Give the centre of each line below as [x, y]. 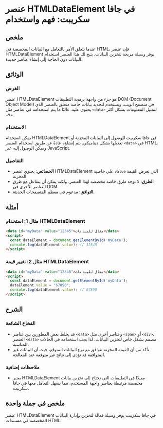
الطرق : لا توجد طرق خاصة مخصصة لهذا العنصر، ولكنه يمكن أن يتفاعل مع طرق [83, 181]
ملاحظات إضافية [23, 367]
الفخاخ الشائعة [21, 323]
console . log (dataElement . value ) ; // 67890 [54, 290]
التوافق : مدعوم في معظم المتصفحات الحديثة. [54, 192]
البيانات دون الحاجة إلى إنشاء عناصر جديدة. [44, 59]
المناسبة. [21, 344]
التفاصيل [15, 160]
